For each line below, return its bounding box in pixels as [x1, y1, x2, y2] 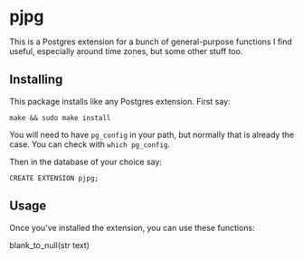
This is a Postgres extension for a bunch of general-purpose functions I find [9, 36, 292, 47]
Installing [9, 72, 63, 88]
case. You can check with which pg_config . [9, 138, 170, 150]
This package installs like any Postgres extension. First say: [9, 96, 231, 106]
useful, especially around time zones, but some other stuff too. [9, 45, 243, 56]
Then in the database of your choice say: [9, 156, 163, 167]
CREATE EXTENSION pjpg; [9, 173, 99, 182]
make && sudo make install [9, 113, 111, 123]
